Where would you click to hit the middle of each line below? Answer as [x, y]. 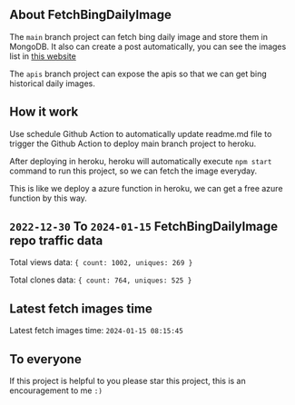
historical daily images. [52, 83]
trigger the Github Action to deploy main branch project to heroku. [133, 143]
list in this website [43, 56]
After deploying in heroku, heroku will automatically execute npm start [141, 161]
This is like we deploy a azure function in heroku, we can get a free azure [146, 188]
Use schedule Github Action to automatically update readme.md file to [141, 133]
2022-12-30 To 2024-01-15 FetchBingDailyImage [144, 227]
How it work [44, 112]
